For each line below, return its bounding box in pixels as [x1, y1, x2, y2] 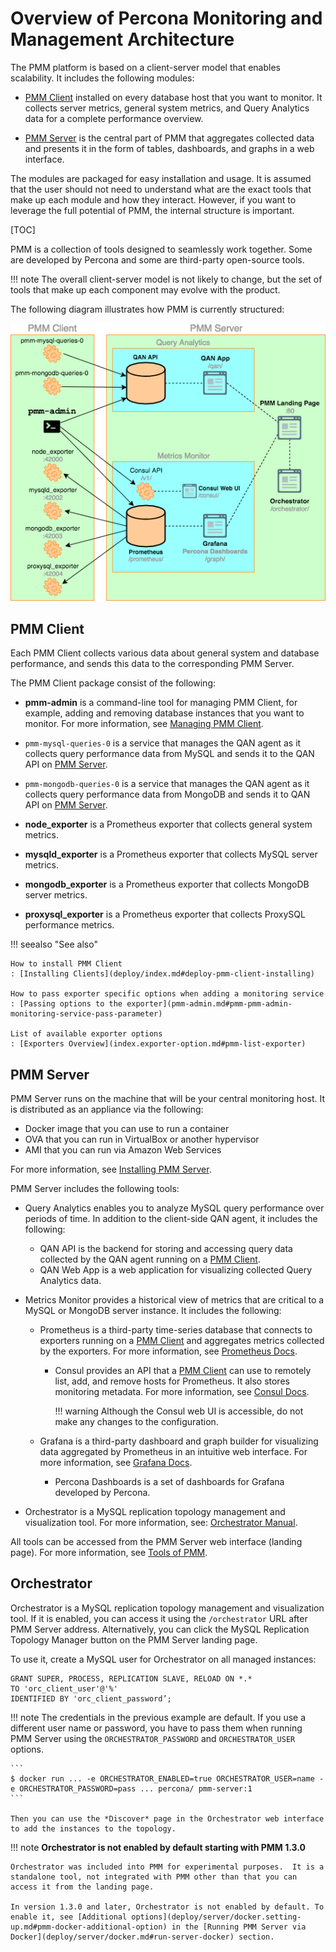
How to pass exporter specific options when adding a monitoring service [10, 989, 325, 999]
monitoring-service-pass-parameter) [10, 1009, 163, 1019]
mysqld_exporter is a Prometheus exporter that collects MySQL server [24, 848, 318, 861]
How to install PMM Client [10, 959, 123, 969]
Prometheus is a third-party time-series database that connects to [39, 1323, 313, 1336]
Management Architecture [10, 28, 235, 51]
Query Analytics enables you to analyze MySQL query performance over [24, 1202, 325, 1214]
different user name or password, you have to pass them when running [10, 1722, 303, 1734]
